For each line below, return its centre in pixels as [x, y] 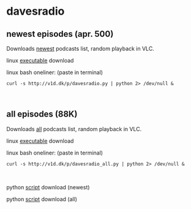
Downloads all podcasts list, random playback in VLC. [74, 129]
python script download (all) [42, 199]
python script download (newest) [48, 187]
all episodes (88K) [42, 114]
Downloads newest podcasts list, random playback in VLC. [80, 48]
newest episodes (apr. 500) [60, 34]
